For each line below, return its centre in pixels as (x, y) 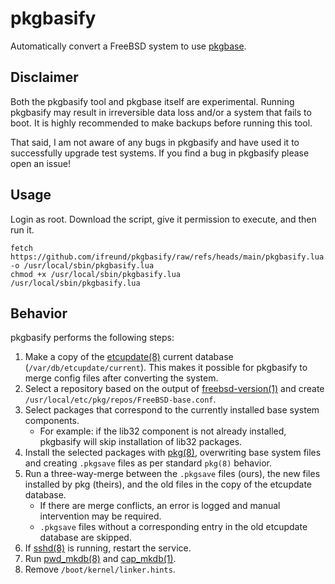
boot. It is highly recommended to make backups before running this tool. (161, 123)
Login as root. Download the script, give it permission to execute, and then (163, 219)
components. (52, 421)
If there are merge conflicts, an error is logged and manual (160, 506)
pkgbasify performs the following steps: (92, 338)
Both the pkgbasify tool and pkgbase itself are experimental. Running (152, 101)
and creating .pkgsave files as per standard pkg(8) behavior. (148, 463)
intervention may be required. (100, 516)
